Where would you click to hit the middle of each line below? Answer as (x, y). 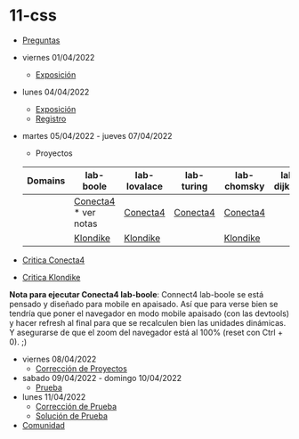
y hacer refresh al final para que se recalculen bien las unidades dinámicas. (148, 322)
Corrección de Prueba (76, 406)
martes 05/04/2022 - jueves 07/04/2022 (97, 135)
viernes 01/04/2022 (58, 57)
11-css (33, 16)
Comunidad (43, 425)
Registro (51, 118)
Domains (46, 181)
